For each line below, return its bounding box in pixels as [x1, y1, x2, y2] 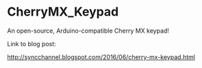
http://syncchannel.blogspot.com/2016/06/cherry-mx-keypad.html [7, 52, 195, 61]
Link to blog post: [7, 39, 56, 48]
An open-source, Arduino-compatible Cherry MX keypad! [7, 27, 170, 35]
